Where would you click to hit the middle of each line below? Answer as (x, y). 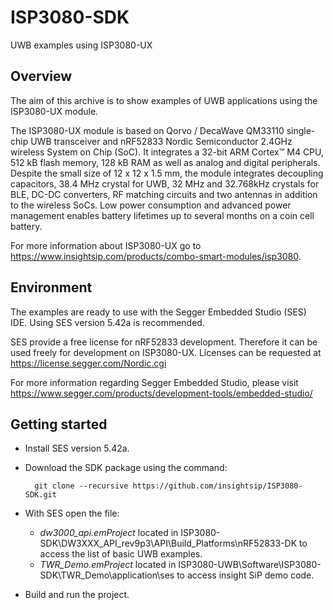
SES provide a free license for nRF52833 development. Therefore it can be (164, 342)
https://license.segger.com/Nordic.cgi (88, 363)
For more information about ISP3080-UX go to (106, 245)
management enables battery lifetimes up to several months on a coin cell (162, 215)
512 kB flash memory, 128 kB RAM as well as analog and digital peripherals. (165, 162)
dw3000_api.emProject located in (109, 533)
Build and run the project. (77, 595)
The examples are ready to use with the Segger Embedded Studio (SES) (158, 312)
